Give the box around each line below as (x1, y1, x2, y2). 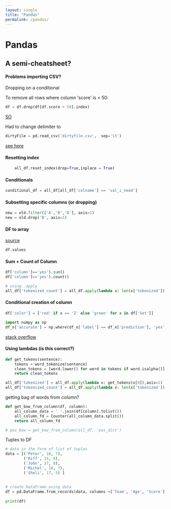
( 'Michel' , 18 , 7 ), (23, 465, 65, 471)
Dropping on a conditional (5, 85, 60, 91)
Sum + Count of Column (5, 258, 58, 264)
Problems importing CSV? (5, 73, 62, 80)
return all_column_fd (14, 418, 60, 423)
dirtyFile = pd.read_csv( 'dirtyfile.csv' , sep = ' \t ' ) (5, 134, 122, 139)
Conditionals (5, 176, 33, 183)
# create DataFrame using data (5, 485, 72, 490)
